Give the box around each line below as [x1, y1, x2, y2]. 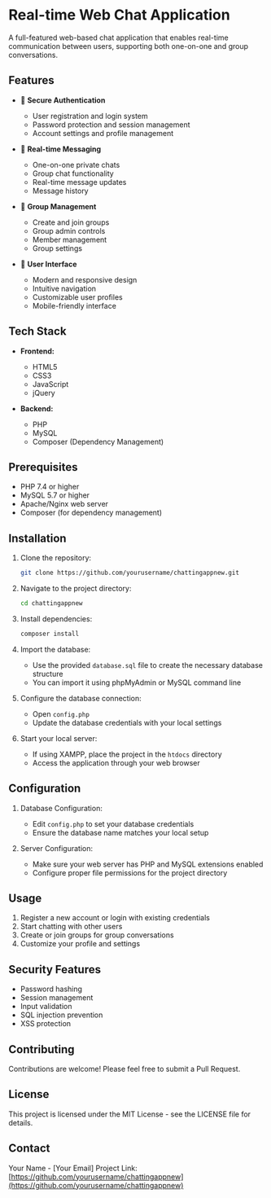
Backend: [20, 403, 54, 413]
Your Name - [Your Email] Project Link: [8, 1163, 138, 1173]
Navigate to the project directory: [20, 584, 132, 594]
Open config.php [32, 709, 90, 718]
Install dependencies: [20, 613, 93, 624]
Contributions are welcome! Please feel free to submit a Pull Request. [8, 1064, 241, 1074]
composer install [20, 630, 80, 638]
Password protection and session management [32, 120, 190, 129]
